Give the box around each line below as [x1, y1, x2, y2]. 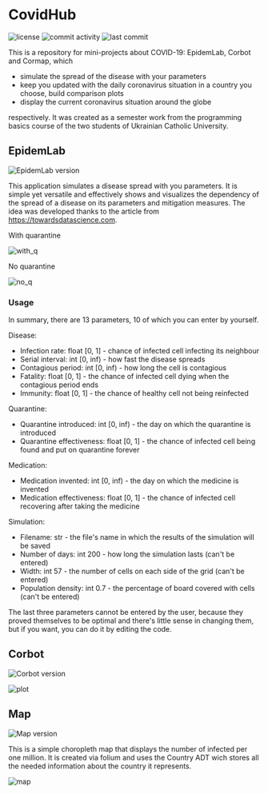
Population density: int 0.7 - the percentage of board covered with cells [19, 584, 255, 593]
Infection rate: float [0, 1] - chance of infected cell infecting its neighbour [19, 346, 260, 356]
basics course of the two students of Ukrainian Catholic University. [8, 121, 229, 130]
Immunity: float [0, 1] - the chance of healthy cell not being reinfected [19, 389, 250, 398]
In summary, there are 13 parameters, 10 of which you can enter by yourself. [8, 315, 259, 325]
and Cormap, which [8, 56, 74, 66]
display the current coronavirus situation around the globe [19, 97, 212, 106]
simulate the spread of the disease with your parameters [19, 71, 206, 81]
